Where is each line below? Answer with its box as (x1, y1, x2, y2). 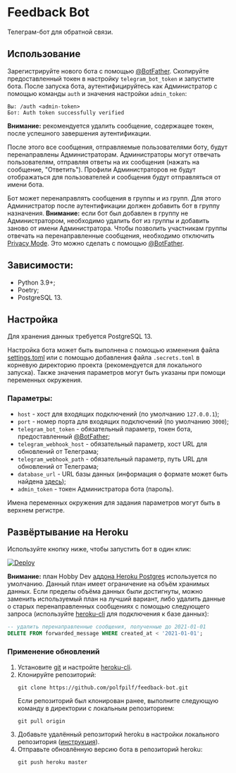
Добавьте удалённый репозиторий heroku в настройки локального (17, 730, 220, 738)
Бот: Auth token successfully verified (7, 109, 125, 116)
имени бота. (7, 180, 44, 188)
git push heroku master (17, 758, 88, 766)
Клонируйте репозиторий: (17, 670, 97, 678)
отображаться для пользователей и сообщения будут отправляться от (7, 172, 221, 181)
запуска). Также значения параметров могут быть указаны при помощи (7, 368, 225, 377)
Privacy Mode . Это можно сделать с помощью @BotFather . (7, 239, 185, 247)
